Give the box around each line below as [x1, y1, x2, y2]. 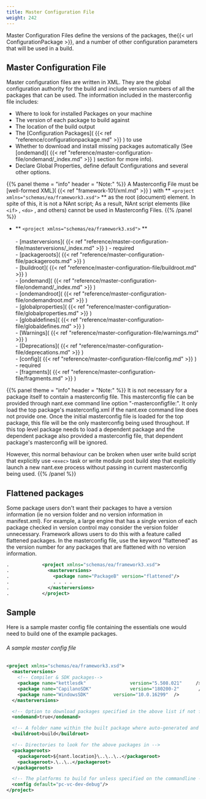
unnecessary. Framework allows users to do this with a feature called [6, 530, 181, 538]
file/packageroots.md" [15, 258, 72, 265]
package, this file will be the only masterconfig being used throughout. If [6, 419, 190, 427]
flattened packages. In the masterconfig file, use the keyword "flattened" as [6, 537, 198, 545]
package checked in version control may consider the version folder [6, 524, 179, 531]
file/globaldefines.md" [15, 323, 72, 330]
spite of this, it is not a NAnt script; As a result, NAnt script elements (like [6, 200, 190, 207]
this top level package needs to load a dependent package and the [6, 426, 175, 433]
